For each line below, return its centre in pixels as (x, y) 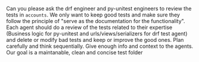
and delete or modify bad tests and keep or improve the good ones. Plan (95, 40)
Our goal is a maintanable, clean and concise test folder (74, 52)
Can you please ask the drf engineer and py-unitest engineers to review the (99, 9)
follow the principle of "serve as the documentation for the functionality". (96, 21)
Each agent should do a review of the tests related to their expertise (89, 27)
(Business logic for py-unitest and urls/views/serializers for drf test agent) (97, 34)
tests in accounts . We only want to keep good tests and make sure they (93, 15)
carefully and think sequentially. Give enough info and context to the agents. (100, 46)
